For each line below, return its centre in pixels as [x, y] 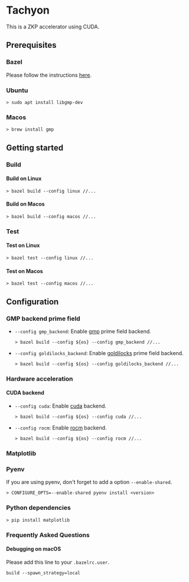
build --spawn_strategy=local [43, 573]
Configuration [32, 302]
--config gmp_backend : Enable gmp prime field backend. [83, 331]
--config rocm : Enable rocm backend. [61, 428]
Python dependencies [38, 508]
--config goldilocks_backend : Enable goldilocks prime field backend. [99, 353]
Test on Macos [25, 271]
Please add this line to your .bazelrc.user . [58, 562]
